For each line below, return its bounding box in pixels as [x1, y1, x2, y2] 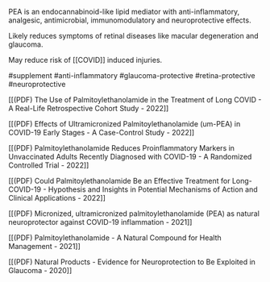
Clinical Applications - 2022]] [8, 193, 106, 202]
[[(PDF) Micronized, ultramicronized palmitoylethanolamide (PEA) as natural [8, 209, 260, 218]
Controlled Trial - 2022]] [8, 160, 89, 170]
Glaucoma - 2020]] [8, 266, 73, 275]
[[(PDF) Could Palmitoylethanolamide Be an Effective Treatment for [8, 176, 231, 185]
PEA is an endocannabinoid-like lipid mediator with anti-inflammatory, [8, 7, 240, 16]
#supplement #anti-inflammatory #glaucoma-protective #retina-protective [8, 71, 255, 80]
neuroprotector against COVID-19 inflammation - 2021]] [8, 218, 193, 226]
